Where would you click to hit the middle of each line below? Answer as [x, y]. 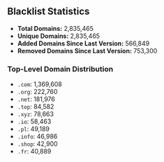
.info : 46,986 [37, 137]
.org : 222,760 [37, 92]
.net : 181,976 [36, 99]
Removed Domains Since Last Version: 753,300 [87, 50]
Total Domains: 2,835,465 [55, 28]
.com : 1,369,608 [40, 84]
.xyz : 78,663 [36, 114]
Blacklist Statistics [49, 12]
